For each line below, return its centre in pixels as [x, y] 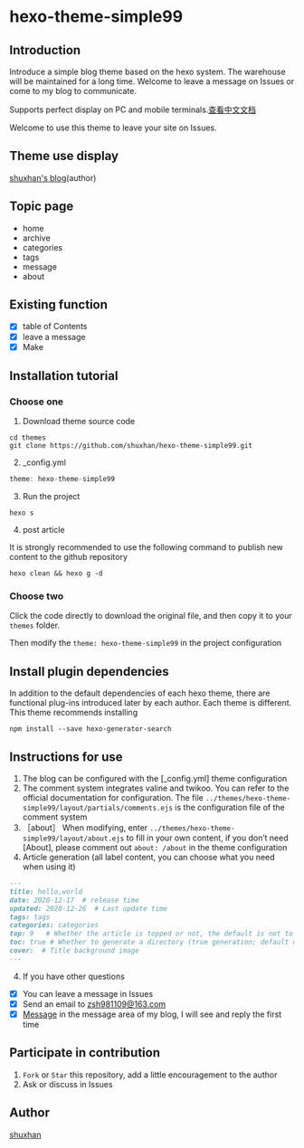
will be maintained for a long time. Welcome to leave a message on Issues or [152, 81]
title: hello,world [46, 892]
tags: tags [30, 917]
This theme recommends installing [74, 713]
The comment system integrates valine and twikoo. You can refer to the [156, 788]
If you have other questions [73, 976]
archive [37, 238]
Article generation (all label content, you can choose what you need [148, 858]
